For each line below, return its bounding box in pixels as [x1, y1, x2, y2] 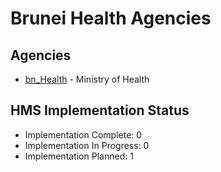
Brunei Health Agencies [10, 7, 212, 30]
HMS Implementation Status [10, 102, 190, 119]
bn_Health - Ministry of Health [24, 73, 150, 85]
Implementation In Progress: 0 [24, 139, 150, 151]
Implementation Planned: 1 [24, 150, 134, 162]
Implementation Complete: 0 [24, 128, 143, 141]
